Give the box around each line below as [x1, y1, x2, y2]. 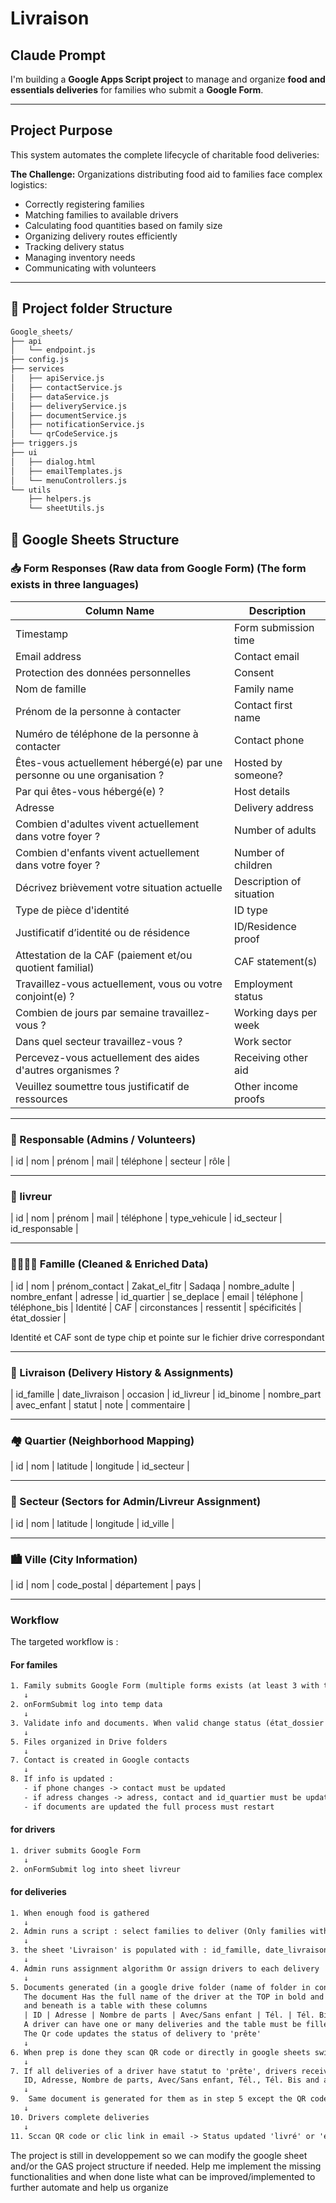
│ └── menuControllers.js [10, 475, 128, 486]
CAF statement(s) [234, 954, 318, 968]
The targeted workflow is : [10, 1636, 119, 1648]
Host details [234, 784, 291, 798]
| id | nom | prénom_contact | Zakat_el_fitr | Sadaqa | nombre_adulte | [10, 1280, 295, 1292]
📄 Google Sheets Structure [10, 531, 180, 548]
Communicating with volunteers [24, 262, 157, 274]
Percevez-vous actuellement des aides [15, 1050, 200, 1064]
